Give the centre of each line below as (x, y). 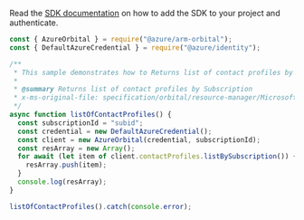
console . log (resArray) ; (62, 182)
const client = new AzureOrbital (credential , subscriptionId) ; (139, 139)
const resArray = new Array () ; (76, 148)
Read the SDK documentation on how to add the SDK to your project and (145, 13)
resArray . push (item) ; (66, 165)
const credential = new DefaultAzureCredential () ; (115, 131)
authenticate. (34, 23)
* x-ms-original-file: (56, 98)
